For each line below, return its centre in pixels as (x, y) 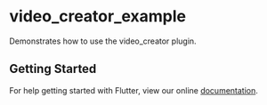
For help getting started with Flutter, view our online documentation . (133, 90)
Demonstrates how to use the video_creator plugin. (103, 41)
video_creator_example (98, 16)
